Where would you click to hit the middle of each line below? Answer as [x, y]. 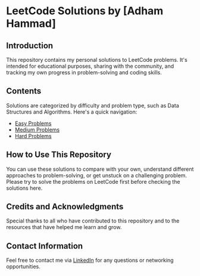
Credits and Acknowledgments [65, 207]
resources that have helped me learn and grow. [64, 227]
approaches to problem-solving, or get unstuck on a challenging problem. [97, 175]
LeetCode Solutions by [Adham [85, 11]
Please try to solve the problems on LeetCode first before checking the [93, 181]
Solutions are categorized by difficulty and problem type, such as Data [93, 105]
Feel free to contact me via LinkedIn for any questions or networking [90, 261]
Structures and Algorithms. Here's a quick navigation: [72, 112]
